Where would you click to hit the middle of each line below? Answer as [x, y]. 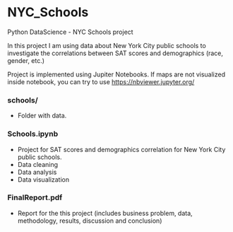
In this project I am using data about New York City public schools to [107, 45]
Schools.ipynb [33, 134]
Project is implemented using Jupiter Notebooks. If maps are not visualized [116, 74]
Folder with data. [42, 116]
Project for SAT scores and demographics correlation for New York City [121, 149]
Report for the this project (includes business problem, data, [105, 213]
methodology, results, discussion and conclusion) [90, 221]
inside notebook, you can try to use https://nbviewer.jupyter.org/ [101, 81]
